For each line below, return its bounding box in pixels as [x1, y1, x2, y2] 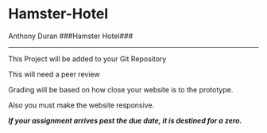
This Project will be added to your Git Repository [8, 53, 167, 64]
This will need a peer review [8, 69, 101, 79]
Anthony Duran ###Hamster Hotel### [8, 31, 133, 41]
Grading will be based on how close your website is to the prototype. [8, 84, 234, 94]
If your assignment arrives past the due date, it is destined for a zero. [8, 115, 242, 125]
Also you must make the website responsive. [8, 100, 155, 110]
